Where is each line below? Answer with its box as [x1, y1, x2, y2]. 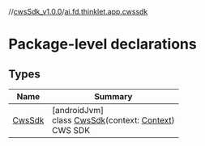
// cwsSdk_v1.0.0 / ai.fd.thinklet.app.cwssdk [8, 7, 148, 16]
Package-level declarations [8, 35, 197, 53]
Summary [94, 91, 133, 102]
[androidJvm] [52, 105, 104, 115]
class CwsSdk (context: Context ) [52, 115, 176, 126]
